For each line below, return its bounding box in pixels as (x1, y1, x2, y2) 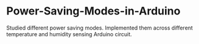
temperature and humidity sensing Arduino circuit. (6, 30, 132, 37)
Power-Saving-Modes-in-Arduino (6, 4, 181, 18)
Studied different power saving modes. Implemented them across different (6, 24, 193, 31)
